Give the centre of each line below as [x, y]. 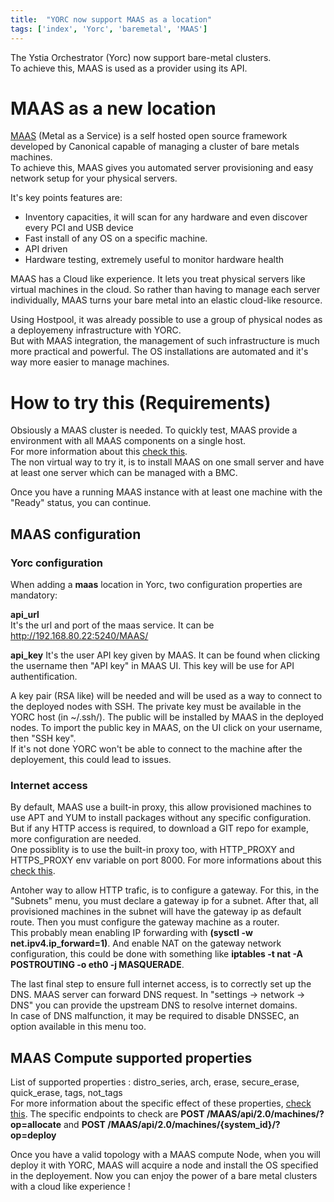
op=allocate [36, 1125]
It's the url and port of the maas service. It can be [112, 625]
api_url [25, 615]
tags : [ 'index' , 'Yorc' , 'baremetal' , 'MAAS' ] [109, 29]
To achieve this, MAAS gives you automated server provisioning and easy [162, 168]
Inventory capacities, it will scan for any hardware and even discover [166, 217]
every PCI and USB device [79, 228]
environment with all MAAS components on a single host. [128, 441]
